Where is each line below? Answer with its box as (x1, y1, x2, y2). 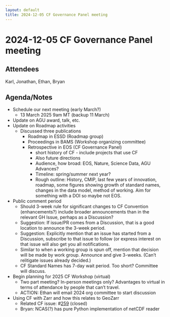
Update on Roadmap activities (12, 123, 76, 129)
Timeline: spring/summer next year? (35, 171, 111, 178)
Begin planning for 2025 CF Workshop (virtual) (12, 273, 111, 279)
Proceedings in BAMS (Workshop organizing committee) (27, 139, 146, 145)
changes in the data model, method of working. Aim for (35, 187, 151, 193)
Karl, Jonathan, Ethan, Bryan (5, 78, 65, 84)
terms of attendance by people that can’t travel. (20, 285, 120, 291)
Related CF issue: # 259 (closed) (20, 300, 88, 307)
